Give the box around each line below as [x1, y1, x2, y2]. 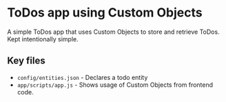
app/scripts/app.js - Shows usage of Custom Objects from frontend [17, 81, 214, 89]
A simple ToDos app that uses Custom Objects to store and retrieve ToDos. [7, 28, 220, 36]
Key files [7, 55, 46, 67]
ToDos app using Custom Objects [7, 5, 203, 21]
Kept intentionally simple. [7, 34, 79, 43]
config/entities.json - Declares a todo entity [17, 73, 148, 81]
